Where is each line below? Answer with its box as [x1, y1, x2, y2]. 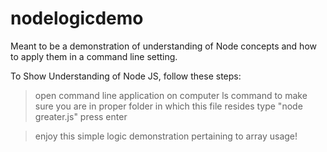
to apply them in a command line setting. [10, 50, 178, 62]
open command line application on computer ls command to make [34, 89, 308, 101]
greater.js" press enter [34, 110, 128, 122]
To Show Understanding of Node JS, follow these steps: [10, 70, 242, 82]
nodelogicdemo [10, 7, 144, 30]
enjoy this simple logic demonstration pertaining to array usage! [34, 130, 298, 142]
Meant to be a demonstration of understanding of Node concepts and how [10, 40, 317, 52]
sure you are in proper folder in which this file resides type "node [34, 100, 303, 112]
